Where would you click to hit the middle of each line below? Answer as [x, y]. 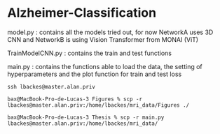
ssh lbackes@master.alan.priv [51, 87]
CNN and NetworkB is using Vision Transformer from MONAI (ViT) [103, 39]
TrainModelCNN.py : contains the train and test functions [89, 53]
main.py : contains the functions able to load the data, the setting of [105, 66]
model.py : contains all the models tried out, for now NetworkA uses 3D [110, 32]
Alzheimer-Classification [82, 13]
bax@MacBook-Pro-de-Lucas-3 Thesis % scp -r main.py [86, 117]
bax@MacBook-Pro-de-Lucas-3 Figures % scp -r [75, 99]
